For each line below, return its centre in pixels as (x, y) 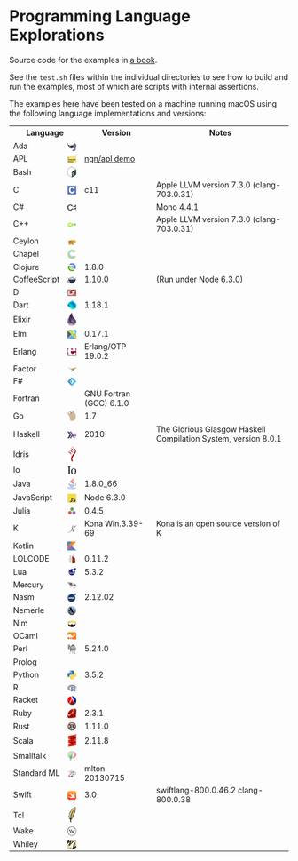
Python (26, 674)
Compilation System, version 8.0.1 (219, 439)
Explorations (57, 35)
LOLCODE (31, 559)
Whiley (25, 844)
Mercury (28, 585)
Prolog (25, 662)
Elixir (22, 319)
